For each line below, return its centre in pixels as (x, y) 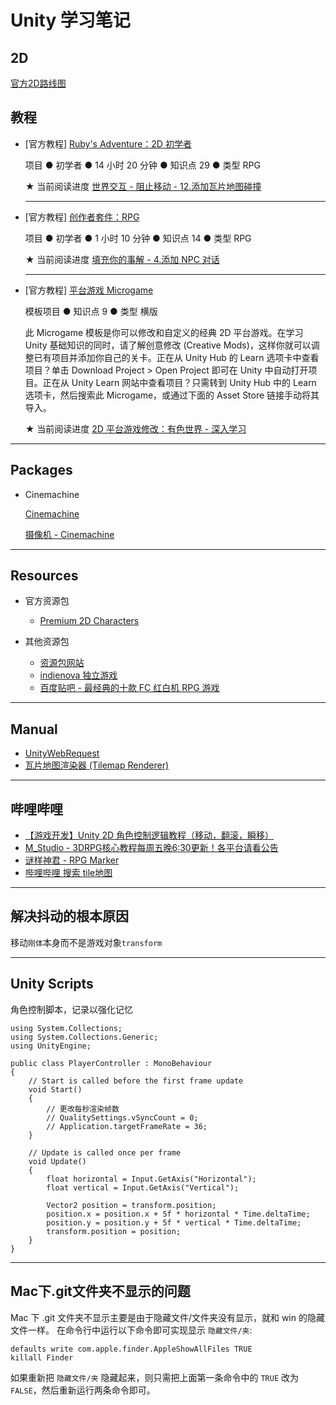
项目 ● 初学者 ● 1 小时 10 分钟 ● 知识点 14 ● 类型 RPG (138, 238)
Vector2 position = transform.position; (131, 1205)
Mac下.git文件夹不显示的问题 (100, 1291)
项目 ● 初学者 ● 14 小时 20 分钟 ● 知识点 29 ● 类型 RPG (142, 165)
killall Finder (42, 1357)
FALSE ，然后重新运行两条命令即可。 (83, 1390)
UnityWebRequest (62, 753)
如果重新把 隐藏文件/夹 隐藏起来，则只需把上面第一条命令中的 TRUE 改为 (155, 1377)
